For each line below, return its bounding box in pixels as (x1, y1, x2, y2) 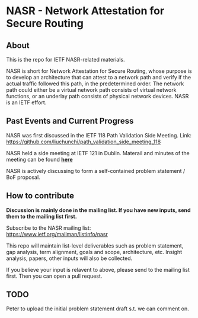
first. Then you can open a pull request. (6, 272, 103, 280)
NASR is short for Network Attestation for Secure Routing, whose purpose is (6, 68, 192, 75)
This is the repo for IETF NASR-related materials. (6, 56, 126, 63)
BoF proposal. (6, 174, 40, 181)
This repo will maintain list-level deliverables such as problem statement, (6, 242, 184, 249)
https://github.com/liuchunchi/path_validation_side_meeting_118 (6, 138, 161, 145)
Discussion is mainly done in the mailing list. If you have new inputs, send (6, 206, 191, 214)
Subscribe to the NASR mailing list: (6, 224, 91, 232)
